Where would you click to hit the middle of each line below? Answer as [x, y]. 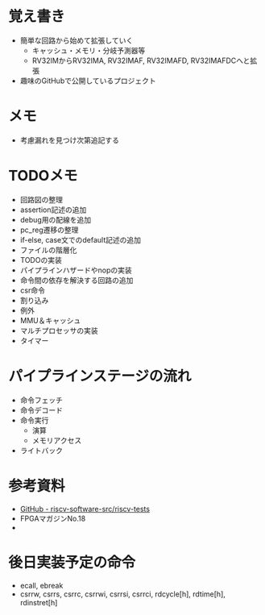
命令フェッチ [41, 400]
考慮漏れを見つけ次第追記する [69, 140]
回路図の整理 [41, 199]
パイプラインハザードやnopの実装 [76, 270]
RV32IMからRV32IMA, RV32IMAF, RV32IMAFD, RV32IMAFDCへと [141, 60]
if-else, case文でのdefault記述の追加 [81, 239]
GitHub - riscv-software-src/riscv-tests [85, 509]
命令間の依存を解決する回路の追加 [77, 280]
